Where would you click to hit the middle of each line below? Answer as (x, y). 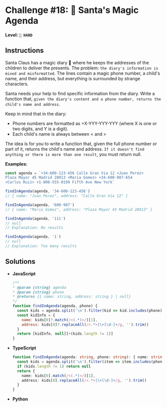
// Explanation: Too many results (41, 246)
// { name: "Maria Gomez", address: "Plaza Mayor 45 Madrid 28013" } (79, 209)
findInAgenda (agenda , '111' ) (35, 218)
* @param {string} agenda (39, 287)
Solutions (20, 262)
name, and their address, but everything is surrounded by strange (73, 78)
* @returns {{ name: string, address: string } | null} (72, 297)
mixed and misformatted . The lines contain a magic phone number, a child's (83, 73)
